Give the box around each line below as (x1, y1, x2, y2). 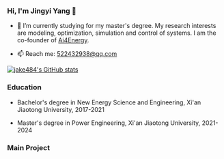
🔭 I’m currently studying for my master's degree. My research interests (16, 22, 216, 30)
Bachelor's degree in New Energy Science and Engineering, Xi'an (16, 98, 201, 106)
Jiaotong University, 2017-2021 (16, 105, 104, 113)
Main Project (7, 143, 50, 152)
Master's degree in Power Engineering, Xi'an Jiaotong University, (16, 119, 201, 127)
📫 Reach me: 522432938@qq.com (16, 50, 117, 58)
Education (7, 83, 42, 92)
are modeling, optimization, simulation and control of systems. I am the (16, 29, 216, 37)
